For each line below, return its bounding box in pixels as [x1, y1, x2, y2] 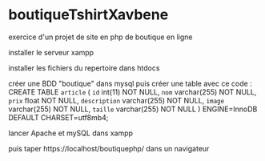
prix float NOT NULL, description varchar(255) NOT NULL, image [8, 95, 225, 105]
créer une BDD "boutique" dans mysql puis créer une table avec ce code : [8, 78, 252, 88]
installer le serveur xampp [8, 47, 94, 57]
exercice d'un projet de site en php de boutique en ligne [8, 32, 193, 42]
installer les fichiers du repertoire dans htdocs [8, 62, 160, 73]
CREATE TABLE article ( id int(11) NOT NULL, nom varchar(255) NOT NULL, [8, 87, 257, 97]
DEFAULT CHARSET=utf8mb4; [8, 112, 109, 122]
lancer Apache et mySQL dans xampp [8, 128, 134, 138]
